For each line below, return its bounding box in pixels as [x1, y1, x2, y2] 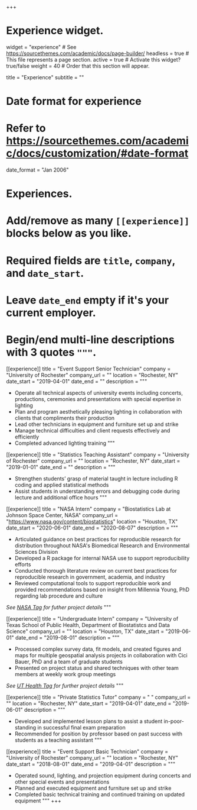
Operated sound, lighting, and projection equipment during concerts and [14, 772, 191, 779]
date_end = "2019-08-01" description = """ [15, 634, 120, 641]
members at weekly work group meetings [14, 670, 116, 677]
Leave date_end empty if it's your [6, 293, 169, 306]
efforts [14, 560, 31, 568]
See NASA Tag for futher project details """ [6, 604, 111, 611]
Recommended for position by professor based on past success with [14, 730, 183, 737]
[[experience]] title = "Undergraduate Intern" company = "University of [6, 615, 179, 622]
